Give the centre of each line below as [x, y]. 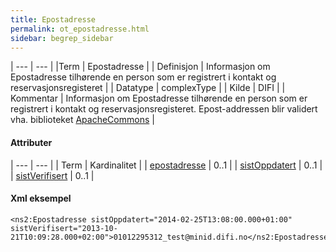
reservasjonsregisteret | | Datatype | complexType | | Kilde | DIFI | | [148, 88]
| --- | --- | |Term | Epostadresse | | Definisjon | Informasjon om [140, 67]
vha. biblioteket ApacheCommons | [82, 120]
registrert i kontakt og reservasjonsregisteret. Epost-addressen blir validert [164, 109]
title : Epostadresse [53, 19]
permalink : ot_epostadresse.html [80, 29]
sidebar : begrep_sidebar [62, 38]
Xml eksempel [41, 198]
